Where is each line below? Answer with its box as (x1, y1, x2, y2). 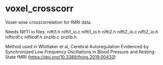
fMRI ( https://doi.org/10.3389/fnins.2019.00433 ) (17, 54, 116, 60)
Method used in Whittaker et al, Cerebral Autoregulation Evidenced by (5, 43, 149, 49)
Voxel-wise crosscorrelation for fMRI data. (5, 19, 92, 25)
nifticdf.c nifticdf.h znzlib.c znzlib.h (5, 34, 77, 40)
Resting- (139, 49, 157, 55)
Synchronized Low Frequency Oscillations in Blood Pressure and (5, 49, 138, 55)
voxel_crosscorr (5, 3, 74, 14)
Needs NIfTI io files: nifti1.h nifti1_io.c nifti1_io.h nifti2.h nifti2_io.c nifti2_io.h (5, 29, 159, 34)
